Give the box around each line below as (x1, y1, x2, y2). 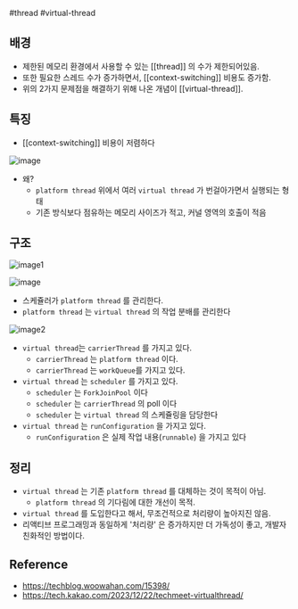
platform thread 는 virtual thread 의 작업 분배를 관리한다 (21, 307, 231, 317)
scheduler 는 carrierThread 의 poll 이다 (35, 399, 178, 409)
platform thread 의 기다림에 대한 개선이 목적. (35, 497, 196, 507)
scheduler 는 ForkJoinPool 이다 (35, 387, 149, 398)
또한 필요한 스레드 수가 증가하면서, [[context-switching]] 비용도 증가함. (21, 71, 272, 83)
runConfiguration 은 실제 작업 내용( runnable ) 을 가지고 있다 (35, 432, 247, 442)
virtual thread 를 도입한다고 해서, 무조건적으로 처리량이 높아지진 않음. (21, 508, 271, 519)
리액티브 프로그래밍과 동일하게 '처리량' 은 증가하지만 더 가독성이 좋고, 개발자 (21, 519, 287, 530)
